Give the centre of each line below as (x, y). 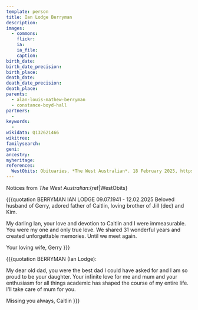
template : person (27, 12)
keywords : (18, 122)
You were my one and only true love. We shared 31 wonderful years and (93, 230)
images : (16, 28)
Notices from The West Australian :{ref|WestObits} (67, 188)
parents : (17, 94)
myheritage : (21, 160)
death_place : (22, 89)
